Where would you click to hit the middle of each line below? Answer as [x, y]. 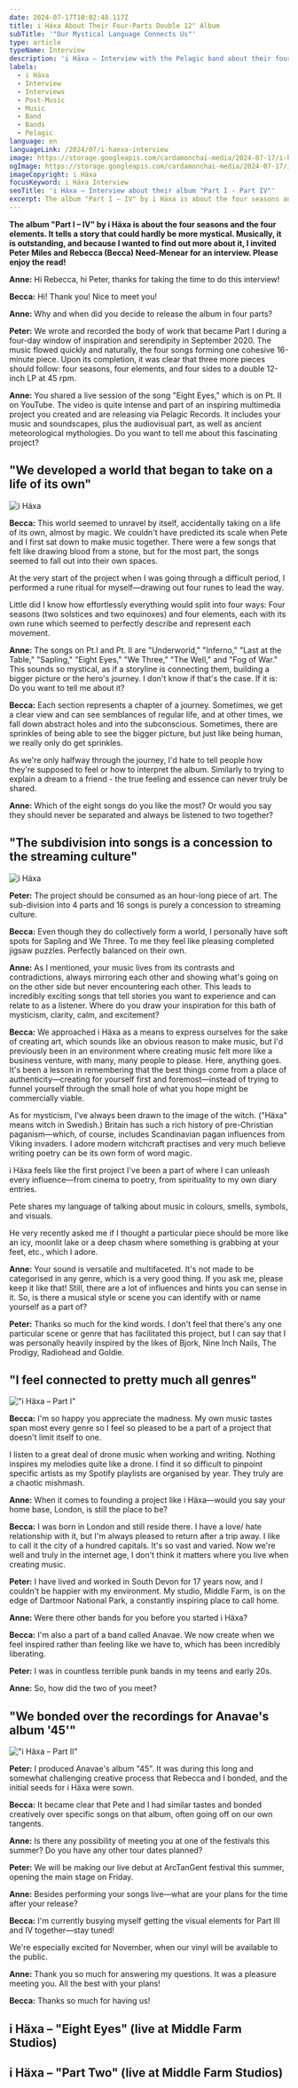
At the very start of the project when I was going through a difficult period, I [147, 577]
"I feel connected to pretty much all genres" [133, 1380]
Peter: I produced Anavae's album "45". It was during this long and [131, 1769]
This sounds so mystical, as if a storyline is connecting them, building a [140, 669]
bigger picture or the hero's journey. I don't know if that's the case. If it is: [143, 678]
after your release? [43, 1904]
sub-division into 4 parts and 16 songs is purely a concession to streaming [145, 905]
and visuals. [31, 1215]
